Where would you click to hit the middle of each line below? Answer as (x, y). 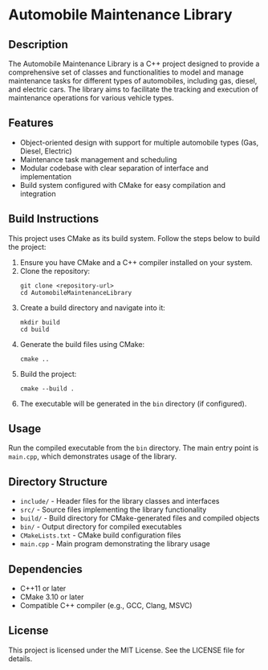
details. (20, 658)
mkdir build (40, 322)
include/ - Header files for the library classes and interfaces (120, 501)
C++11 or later (43, 589)
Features (31, 123)
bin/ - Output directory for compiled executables (101, 527)
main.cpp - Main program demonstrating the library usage (115, 544)
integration (38, 194)
